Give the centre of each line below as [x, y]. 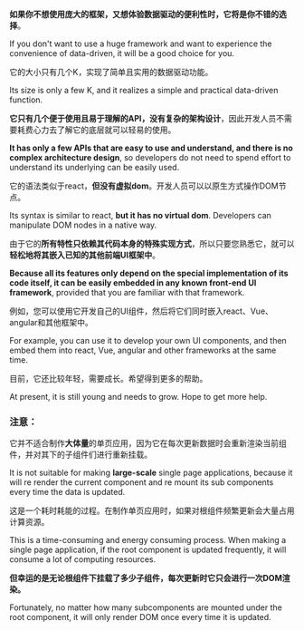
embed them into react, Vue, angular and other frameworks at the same [143, 350]
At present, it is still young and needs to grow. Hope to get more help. [138, 397]
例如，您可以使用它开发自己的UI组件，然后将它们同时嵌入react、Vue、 [142, 311]
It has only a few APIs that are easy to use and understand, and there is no [152, 148]
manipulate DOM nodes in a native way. [83, 225]
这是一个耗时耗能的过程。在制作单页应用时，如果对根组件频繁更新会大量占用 [152, 510]
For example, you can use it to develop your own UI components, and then [148, 340]
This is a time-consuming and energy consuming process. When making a [148, 540]
